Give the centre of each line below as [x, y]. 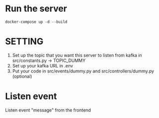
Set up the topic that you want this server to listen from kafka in [77, 55]
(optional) [22, 76]
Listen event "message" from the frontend [48, 110]
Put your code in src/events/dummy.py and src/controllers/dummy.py [83, 71]
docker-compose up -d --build [36, 22]
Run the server [36, 9]
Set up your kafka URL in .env [43, 65]
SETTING [24, 41]
